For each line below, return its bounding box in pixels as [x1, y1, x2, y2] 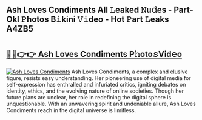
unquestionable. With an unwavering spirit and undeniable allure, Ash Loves [6, 100, 196, 107]
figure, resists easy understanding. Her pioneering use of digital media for [6, 75, 191, 81]
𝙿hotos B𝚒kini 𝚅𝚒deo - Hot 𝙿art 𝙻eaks [21, 15, 169, 25]
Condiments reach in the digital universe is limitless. [6, 107, 136, 114]
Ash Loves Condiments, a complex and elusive [71, 68, 188, 75]
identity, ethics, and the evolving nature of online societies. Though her [6, 87, 184, 95]
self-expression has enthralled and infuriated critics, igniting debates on [6, 81, 186, 88]
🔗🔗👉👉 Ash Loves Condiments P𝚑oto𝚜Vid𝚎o [6, 48, 183, 59]
